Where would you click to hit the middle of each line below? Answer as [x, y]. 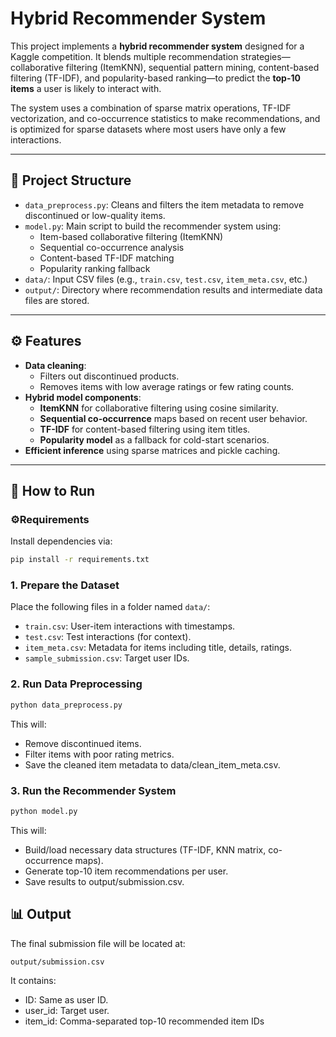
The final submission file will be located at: [98, 943]
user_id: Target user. [67, 1011]
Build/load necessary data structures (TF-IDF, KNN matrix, [145, 849]
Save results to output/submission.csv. [104, 881]
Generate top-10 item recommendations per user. [126, 871]
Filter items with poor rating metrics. [99, 754]
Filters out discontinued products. [109, 376]
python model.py [44, 811]
